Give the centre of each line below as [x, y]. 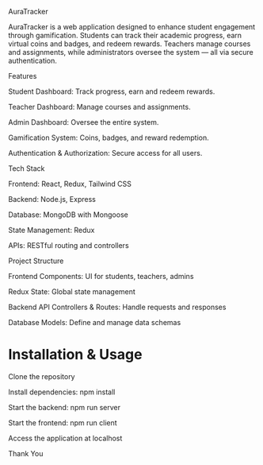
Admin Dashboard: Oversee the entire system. [84, 122]
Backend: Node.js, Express [52, 199]
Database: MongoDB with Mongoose [68, 215]
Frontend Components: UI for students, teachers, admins [101, 276]
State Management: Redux [51, 230]
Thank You [26, 453]
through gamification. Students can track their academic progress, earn [125, 35]
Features [23, 76]
